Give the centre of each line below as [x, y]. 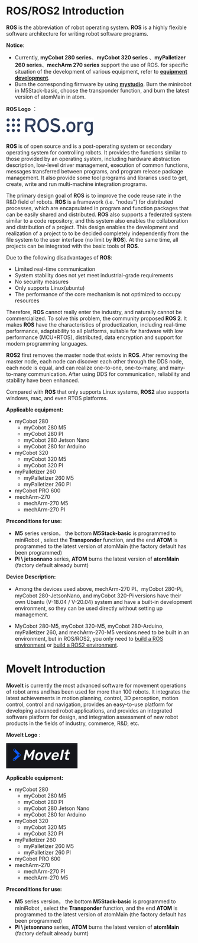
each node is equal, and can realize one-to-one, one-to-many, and [87, 368]
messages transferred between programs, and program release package [95, 171]
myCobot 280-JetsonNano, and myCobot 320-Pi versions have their [98, 596]
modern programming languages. [47, 343]
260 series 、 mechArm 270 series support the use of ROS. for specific [101, 65]
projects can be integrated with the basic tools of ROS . [73, 246]
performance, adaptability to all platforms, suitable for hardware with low [95, 331]
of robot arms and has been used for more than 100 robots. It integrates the [98, 692]
